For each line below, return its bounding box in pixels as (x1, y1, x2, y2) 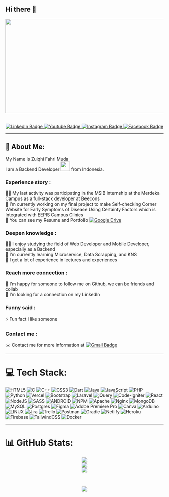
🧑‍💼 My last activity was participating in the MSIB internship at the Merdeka (5, 190, 160, 196)
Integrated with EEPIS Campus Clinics (5, 212, 84, 218)
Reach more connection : (5, 269, 68, 276)
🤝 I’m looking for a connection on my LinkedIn (5, 291, 100, 297)
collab (5, 286, 18, 292)
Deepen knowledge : (5, 229, 57, 236)
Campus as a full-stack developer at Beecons (5, 195, 100, 202)
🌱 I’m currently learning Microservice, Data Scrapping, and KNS (5, 252, 137, 258)
